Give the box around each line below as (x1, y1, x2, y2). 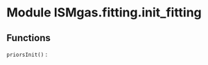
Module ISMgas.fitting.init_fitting (6, 5, 202, 21)
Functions (6, 32, 51, 44)
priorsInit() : (6, 50, 48, 58)
